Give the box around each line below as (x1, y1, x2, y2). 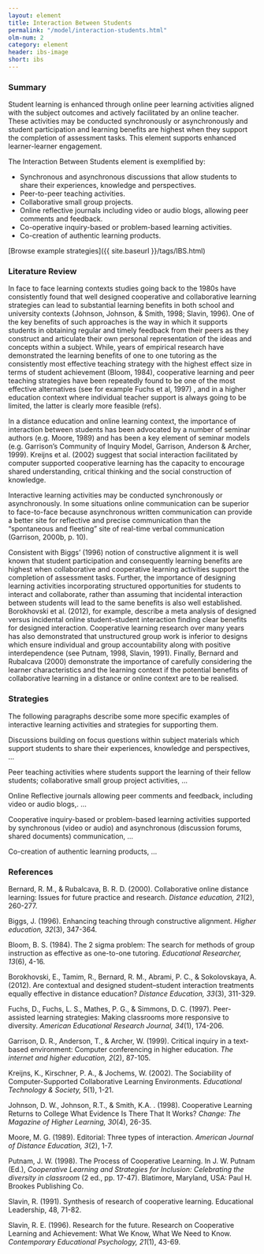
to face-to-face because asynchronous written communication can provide (8, 507, 253, 517)
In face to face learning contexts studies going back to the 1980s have (8, 283, 236, 293)
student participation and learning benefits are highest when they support (8, 125, 248, 134)
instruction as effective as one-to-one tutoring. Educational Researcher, (8, 948, 242, 958)
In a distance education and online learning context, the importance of (8, 416, 236, 426)
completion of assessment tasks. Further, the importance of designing (8, 573, 236, 583)
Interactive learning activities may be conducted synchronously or (8, 490, 223, 500)
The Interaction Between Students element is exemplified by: (8, 157, 206, 167)
